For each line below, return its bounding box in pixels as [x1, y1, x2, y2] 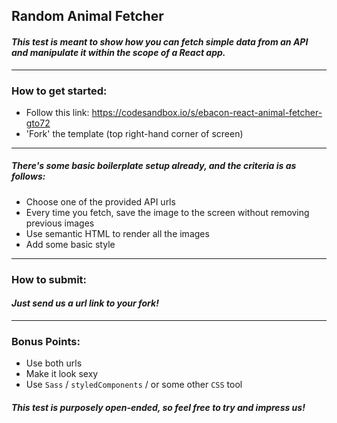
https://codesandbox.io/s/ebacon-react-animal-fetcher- [91, 106, 323, 118]
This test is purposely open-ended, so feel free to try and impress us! [11, 401, 306, 413]
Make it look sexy [25, 368, 99, 380]
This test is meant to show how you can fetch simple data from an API [11, 35, 309, 48]
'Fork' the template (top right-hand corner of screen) [25, 127, 244, 139]
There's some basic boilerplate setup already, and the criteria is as [11, 160, 297, 172]
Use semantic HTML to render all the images [25, 227, 210, 239]
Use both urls [25, 357, 83, 369]
